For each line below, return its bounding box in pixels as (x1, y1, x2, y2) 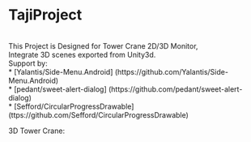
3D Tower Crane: (8, 126, 66, 136)
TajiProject (8, 6, 83, 24)
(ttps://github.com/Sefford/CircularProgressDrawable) (8, 110, 189, 119)
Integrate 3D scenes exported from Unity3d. (8, 49, 156, 59)
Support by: (8, 58, 49, 68)
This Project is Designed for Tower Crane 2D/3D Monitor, (8, 41, 198, 50)
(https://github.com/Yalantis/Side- (114, 67, 229, 76)
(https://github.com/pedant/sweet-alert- (108, 84, 243, 94)
